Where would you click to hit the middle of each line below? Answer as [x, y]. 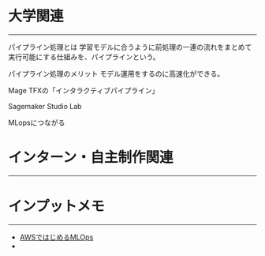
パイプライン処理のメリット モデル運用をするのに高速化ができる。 [116, 73]
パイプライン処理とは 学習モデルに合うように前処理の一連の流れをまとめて [130, 47]
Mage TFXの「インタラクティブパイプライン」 [84, 90]
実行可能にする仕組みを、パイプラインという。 [84, 57]
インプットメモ [56, 207]
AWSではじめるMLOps [56, 237]
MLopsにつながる [37, 122]
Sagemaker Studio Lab [45, 106]
